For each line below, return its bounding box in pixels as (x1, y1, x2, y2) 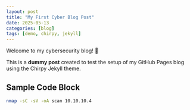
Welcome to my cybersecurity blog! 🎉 (6, 47, 99, 54)
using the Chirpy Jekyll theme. (6, 65, 82, 72)
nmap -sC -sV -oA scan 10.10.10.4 (6, 98, 92, 104)
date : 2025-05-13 (6, 20, 49, 26)
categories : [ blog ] (6, 25, 55, 32)
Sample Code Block (6, 82, 80, 92)
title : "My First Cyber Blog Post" (6, 14, 95, 20)
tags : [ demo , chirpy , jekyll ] (6, 31, 82, 37)
